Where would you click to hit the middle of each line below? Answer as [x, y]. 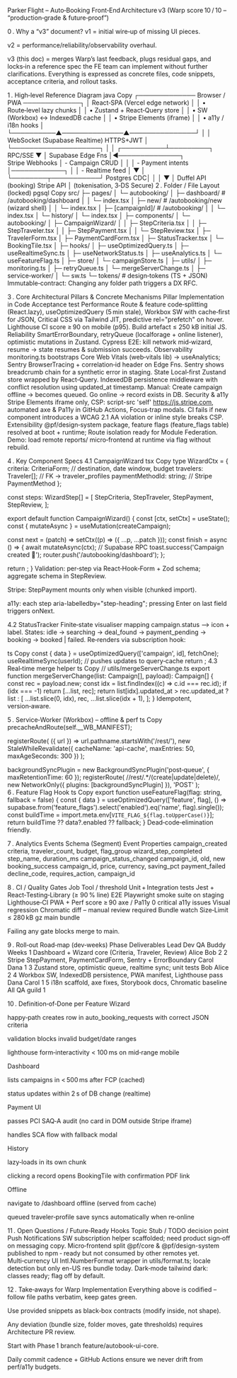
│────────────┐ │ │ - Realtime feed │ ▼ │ [76, 170]
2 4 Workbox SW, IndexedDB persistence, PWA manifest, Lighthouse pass [115, 975]
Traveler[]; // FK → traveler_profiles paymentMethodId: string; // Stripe [110, 476]
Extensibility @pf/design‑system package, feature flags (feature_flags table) [118, 425]
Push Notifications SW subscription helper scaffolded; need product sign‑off [119, 1238]
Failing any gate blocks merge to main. [64, 931]
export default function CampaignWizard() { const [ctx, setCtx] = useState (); [118, 518]
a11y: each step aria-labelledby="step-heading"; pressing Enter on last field [117, 603]
